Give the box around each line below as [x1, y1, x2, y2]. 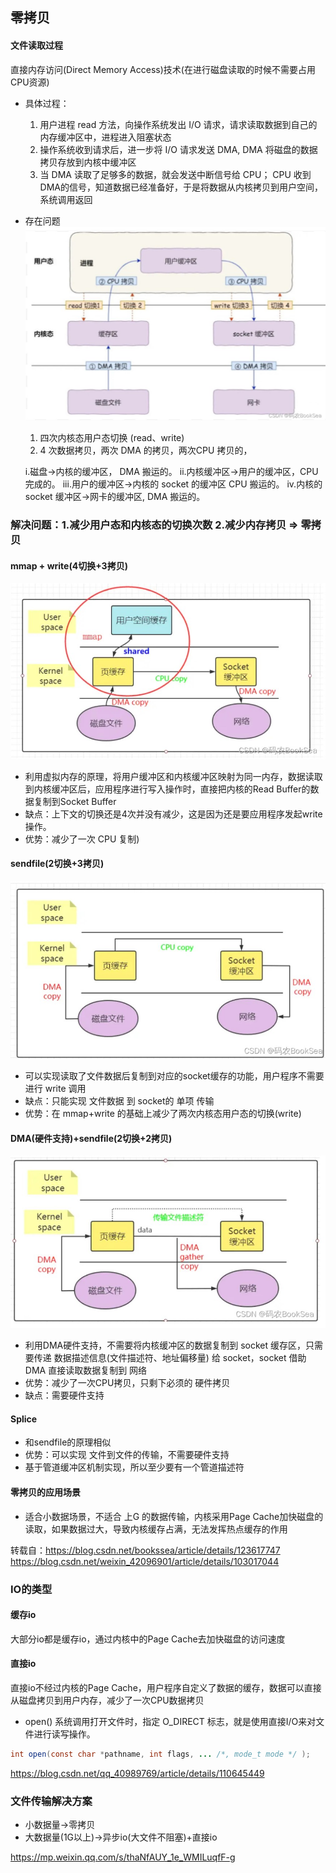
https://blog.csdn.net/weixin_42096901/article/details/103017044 [10, 1555, 280, 1567]
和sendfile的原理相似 [24, 1436, 112, 1448]
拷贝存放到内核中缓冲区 [39, 156, 137, 168]
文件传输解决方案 [10, 1794, 93, 1808]
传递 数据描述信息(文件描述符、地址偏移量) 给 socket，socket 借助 [33, 1352, 307, 1364]
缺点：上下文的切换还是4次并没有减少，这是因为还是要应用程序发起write [24, 808, 323, 820]
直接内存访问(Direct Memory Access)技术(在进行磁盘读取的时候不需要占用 [10, 63, 316, 75]
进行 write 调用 [24, 1083, 87, 1095]
